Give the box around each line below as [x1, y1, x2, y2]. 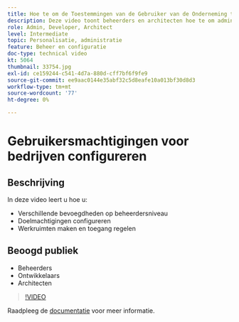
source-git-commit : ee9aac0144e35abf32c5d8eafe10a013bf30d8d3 [7, 76, 196, 84]
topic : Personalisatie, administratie [7, 37, 122, 44]
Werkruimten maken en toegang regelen [17, 225, 137, 232]
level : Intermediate [7, 30, 69, 38]
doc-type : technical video [7, 50, 87, 58]
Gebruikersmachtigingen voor [7, 133, 189, 149]
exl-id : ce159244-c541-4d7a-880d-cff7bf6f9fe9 [7, 70, 148, 77]
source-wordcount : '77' [7, 90, 78, 97]
